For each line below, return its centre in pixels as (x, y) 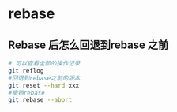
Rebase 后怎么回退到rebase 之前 (88, 45)
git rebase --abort (40, 100)
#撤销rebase (26, 93)
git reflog (26, 71)
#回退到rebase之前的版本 (44, 78)
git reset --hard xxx (44, 85)
